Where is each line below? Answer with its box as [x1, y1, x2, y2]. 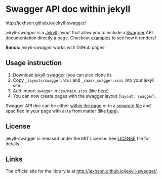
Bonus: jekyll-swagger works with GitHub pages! [5, 44, 106, 50]
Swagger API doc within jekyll [5, 3, 130, 15]
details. [5, 140, 21, 147]
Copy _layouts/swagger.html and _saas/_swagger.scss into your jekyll [12, 77, 155, 83]
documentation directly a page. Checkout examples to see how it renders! [5, 35, 156, 41]
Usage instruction [5, 59, 62, 67]
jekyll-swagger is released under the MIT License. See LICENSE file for [5, 135, 150, 141]
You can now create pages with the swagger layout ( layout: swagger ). [12, 93, 156, 99]
